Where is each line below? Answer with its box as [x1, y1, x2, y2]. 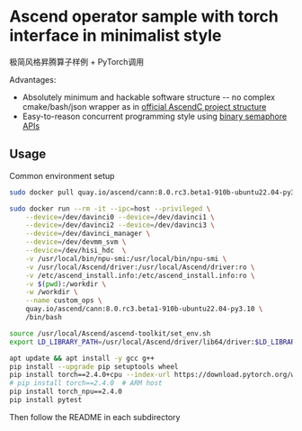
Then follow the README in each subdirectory [9, 411, 181, 422]
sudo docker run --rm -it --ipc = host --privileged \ [9, 204, 211, 213]
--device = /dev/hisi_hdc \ [25, 246, 127, 255]
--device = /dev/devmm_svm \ [25, 238, 127, 247]
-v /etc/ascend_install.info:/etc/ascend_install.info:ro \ [25, 271, 255, 280]
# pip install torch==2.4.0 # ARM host [9, 379, 164, 388]
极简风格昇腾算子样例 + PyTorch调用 [9, 56, 145, 67]
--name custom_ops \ [25, 296, 102, 305]
